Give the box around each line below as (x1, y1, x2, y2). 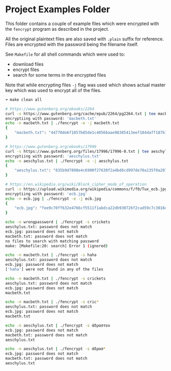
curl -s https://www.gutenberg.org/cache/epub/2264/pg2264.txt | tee (5, 111, 156, 116)
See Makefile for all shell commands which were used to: (5, 51, 125, 57)
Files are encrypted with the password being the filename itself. (5, 41, 138, 47)
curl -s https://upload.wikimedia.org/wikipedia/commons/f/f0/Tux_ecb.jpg (5, 187, 167, 192)
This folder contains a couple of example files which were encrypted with (5, 20, 159, 27)
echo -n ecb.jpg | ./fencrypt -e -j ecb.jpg (5, 196, 101, 201)
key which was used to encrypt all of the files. (5, 87, 102, 93)
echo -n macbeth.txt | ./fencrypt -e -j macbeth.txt (5, 121, 120, 126)
